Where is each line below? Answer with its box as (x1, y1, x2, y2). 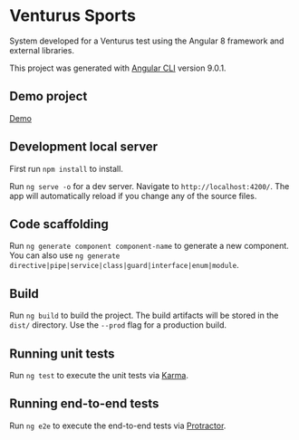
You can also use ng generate (9, 250, 121, 261)
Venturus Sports (9, 5, 136, 26)
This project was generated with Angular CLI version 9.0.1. (9, 62, 227, 73)
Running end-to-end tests (9, 396, 159, 412)
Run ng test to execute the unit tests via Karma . (9, 370, 188, 380)
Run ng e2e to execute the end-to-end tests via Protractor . (9, 420, 227, 431)
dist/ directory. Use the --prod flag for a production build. (9, 320, 227, 330)
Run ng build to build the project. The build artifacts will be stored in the (9, 310, 279, 321)
